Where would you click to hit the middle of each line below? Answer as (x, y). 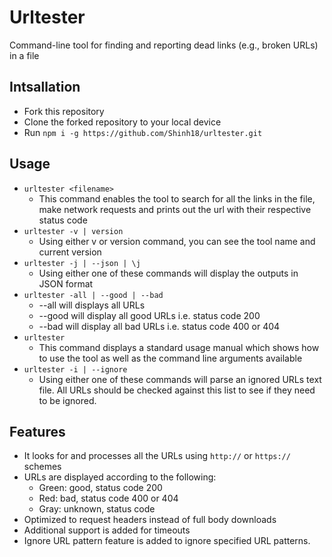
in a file (24, 55)
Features (37, 431)
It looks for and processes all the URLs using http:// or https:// (157, 456)
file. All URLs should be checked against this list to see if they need (177, 390)
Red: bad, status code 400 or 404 (108, 498)
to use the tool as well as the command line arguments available (170, 358)
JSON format (66, 283)
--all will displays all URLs (92, 305)
